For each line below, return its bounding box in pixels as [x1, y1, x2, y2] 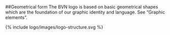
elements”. [5, 14, 28, 20]
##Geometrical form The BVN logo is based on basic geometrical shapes [5, 4, 158, 9]
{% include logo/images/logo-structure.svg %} [5, 24, 104, 30]
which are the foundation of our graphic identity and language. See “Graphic [5, 9, 165, 15]
